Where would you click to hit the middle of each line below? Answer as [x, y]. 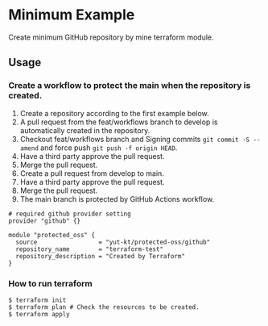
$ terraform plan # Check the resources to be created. [104, 307]
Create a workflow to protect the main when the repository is [130, 86]
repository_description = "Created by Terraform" [100, 256]
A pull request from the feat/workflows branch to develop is [119, 122]
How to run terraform [50, 283]
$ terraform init [37, 300]
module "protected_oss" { [52, 235]
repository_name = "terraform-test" [89, 249]
